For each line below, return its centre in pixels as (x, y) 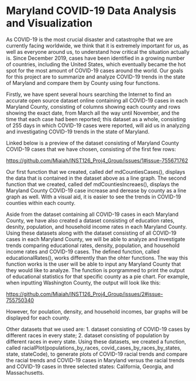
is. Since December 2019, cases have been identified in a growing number (96, 58)
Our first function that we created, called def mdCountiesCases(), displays (96, 171)
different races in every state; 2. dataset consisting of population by (88, 335)
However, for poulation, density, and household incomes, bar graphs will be (97, 311)
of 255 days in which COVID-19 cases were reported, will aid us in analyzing (98, 125)
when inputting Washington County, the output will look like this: (83, 283)
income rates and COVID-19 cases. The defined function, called (83, 251)
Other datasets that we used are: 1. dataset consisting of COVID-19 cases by (98, 329)
